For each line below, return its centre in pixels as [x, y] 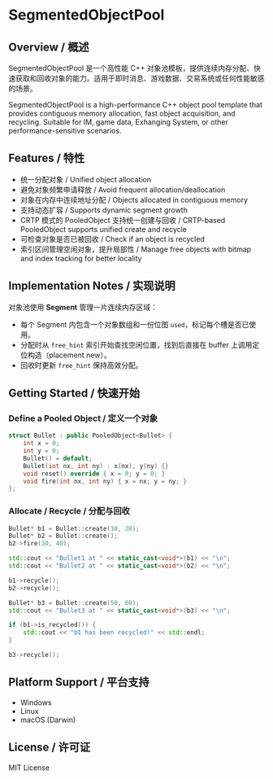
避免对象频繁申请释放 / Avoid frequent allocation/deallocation [123, 190]
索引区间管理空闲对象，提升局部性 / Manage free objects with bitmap [136, 249]
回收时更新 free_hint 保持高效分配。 [82, 365]
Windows [36, 702]
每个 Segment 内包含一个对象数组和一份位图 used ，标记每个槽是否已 [134, 324]
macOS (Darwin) [48, 720]
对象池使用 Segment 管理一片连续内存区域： [83, 307]
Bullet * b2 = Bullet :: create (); [63, 536]
